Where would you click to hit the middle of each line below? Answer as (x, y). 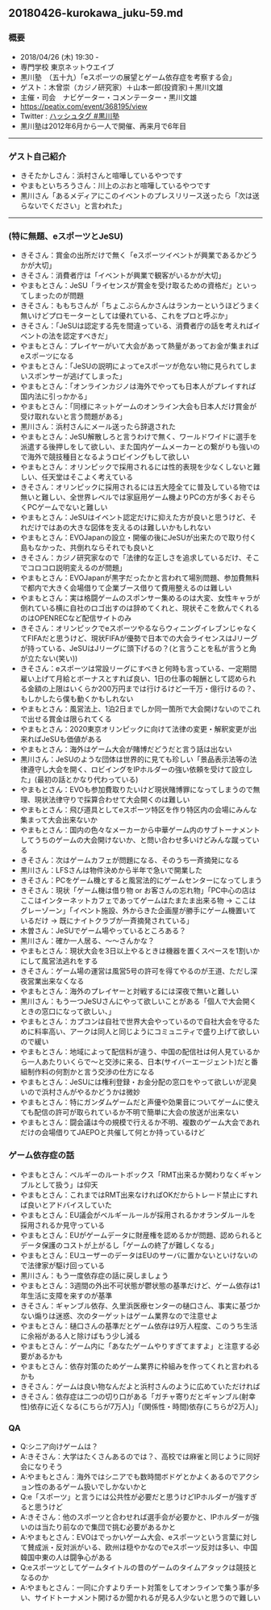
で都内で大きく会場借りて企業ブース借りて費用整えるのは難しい (126, 588)
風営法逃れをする (70, 961)
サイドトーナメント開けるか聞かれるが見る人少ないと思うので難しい (147, 1597)
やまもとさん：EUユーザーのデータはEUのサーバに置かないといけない (135, 1255)
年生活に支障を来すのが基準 (66, 1295)
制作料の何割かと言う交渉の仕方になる (91, 1072)
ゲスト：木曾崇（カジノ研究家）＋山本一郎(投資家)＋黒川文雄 (121, 87)
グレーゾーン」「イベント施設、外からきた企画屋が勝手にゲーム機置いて (138, 911)
